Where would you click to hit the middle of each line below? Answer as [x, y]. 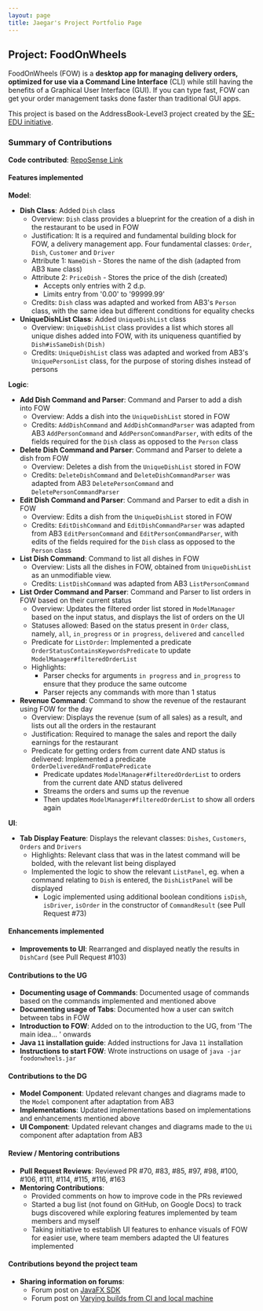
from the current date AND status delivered [113, 783]
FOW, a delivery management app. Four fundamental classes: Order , [142, 244]
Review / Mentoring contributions [64, 1154]
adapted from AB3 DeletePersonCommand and [102, 483]
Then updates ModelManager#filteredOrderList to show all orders [149, 799]
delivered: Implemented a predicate [89, 759]
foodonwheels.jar [48, 1059]
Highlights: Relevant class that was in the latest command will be [136, 855]
